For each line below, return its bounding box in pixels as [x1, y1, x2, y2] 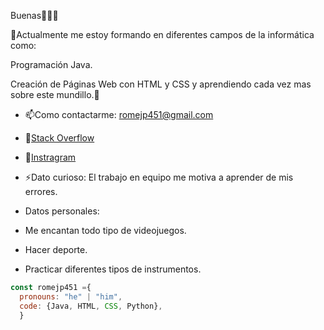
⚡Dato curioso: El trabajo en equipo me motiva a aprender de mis [24, 171, 294, 183]
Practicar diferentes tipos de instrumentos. [24, 263, 202, 275]
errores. [24, 186, 58, 197]
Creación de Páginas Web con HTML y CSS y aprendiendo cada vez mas [10, 78, 312, 90]
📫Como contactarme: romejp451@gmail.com [24, 109, 214, 120]
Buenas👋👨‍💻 [10, 10, 59, 21]
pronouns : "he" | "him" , [19, 291, 123, 302]
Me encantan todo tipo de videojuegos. [24, 225, 187, 236]
